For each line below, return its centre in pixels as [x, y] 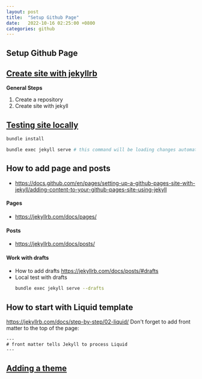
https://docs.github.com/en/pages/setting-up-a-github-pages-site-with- [105, 183]
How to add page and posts [59, 168]
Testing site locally [42, 125]
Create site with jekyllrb [52, 74]
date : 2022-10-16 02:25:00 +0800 [51, 23]
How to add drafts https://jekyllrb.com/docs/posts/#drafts [87, 271]
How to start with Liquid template [70, 307]
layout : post [23, 12]
